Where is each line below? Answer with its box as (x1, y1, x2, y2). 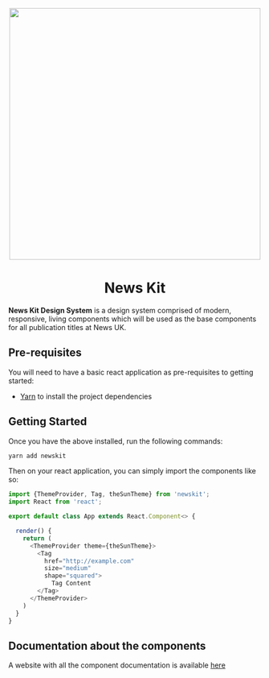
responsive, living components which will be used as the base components (8, 314, 257, 324)
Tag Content (51, 580, 92, 588)
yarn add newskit (8, 452, 67, 460)
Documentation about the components (8, 639, 206, 652)
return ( (22, 534, 52, 543)
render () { (15, 527, 52, 535)
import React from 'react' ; (8, 498, 103, 506)
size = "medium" (43, 564, 92, 573)
